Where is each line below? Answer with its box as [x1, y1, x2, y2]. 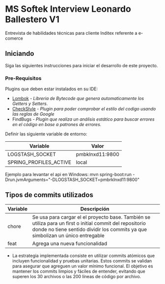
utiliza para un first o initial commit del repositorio [32, 220, 146, 227]
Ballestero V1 [5, 14, 60, 25]
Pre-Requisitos [5, 75, 42, 81]
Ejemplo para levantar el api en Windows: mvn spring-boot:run [5, 172, 132, 178]
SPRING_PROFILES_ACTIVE [7, 159, 72, 166]
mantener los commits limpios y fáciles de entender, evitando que [12, 268, 146, 274]
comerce [5, 35, 24, 41]
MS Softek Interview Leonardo [5, 3, 131, 15]
